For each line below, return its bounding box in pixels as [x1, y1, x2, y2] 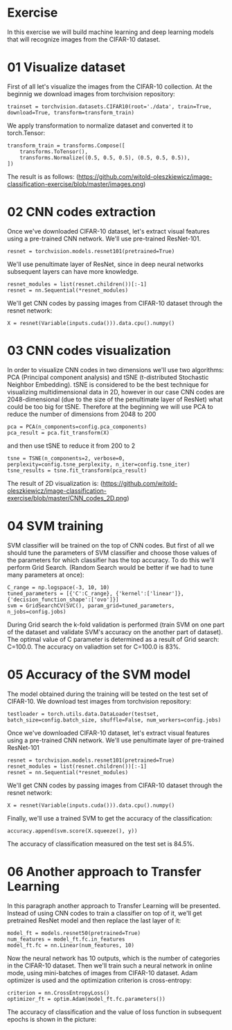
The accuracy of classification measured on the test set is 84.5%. [7, 839, 195, 848]
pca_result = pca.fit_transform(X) [7, 429, 110, 436]
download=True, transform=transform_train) [7, 109, 135, 116]
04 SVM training [7, 518, 104, 534]
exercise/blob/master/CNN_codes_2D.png [7, 494, 127, 502]
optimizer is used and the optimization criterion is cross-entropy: [7, 976, 192, 984]
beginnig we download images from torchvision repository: [7, 89, 175, 98]
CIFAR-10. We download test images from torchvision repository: [7, 697, 192, 705]
